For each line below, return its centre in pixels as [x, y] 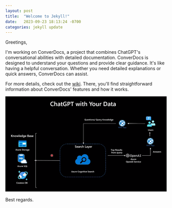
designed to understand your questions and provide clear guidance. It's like [85, 63]
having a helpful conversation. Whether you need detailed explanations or [83, 69]
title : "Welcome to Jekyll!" [38, 16]
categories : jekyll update [34, 27]
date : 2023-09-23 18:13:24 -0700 [43, 22]
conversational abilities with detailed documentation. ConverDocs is [77, 58]
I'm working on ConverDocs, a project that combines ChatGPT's [73, 52]
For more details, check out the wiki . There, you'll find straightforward [79, 84]
